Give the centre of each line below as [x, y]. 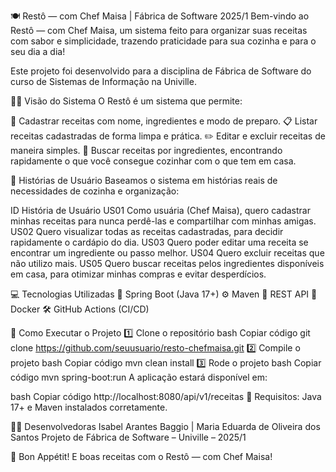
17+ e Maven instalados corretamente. [89, 407]
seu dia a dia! [38, 51]
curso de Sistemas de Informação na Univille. [103, 81]
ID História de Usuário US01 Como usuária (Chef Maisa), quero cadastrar [160, 210]
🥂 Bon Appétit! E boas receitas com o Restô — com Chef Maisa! [141, 456]
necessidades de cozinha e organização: [95, 191]
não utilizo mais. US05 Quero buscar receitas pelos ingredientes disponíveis [167, 263]
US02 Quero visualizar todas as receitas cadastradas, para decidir [147, 231]
